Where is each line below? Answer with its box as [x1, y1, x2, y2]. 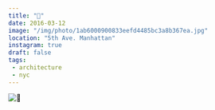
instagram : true [8, 41, 62, 49]
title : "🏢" [8, 11, 45, 20]
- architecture [11, 64, 62, 72]
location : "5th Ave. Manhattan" [8, 33, 115, 42]
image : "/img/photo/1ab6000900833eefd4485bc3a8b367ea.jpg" [8, 26, 209, 34]
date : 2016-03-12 [8, 19, 66, 27]
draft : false [8, 49, 52, 57]
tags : [8, 57, 26, 65]
